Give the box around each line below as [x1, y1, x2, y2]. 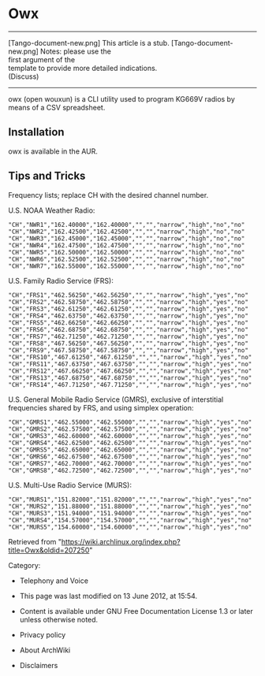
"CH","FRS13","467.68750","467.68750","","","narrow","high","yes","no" [8, 373, 252, 382]
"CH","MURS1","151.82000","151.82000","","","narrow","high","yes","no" [8, 496, 252, 503]
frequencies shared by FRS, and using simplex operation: [8, 403, 194, 412]
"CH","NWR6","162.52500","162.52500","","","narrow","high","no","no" [8, 255, 245, 263]
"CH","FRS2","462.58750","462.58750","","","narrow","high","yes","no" [8, 298, 248, 306]
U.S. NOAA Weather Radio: [8, 206, 95, 215]
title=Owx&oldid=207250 [8, 545, 90, 555]
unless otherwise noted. [19, 615, 99, 624]
